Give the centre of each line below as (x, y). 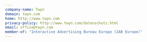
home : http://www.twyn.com (32, 18)
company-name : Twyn (25, 9)
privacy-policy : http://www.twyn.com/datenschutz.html (62, 23)
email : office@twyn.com (29, 28)
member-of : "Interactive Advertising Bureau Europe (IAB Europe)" (74, 32)
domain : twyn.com (23, 14)
